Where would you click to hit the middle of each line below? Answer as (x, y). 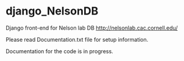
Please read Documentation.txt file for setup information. (77, 39)
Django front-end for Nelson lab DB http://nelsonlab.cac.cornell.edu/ (92, 28)
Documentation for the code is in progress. (59, 51)
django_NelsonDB (52, 11)
